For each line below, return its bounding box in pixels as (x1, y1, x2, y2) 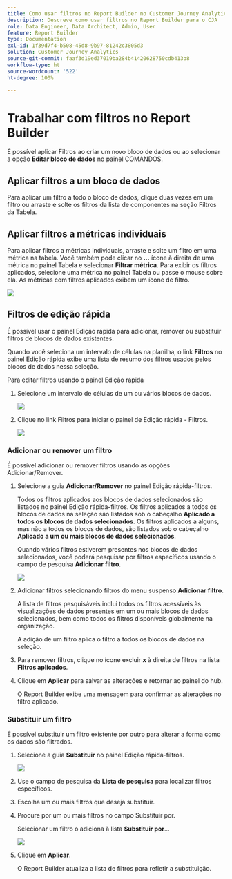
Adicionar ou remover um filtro (7, 445, 113, 455)
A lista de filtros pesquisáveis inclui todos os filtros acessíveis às (17, 600, 202, 608)
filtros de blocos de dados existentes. (7, 334, 114, 342)
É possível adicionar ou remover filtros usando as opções (7, 461, 171, 470)
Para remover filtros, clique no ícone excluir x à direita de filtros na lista (17, 656, 220, 664)
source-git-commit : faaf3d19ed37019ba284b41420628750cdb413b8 (7, 55, 190, 62)
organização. (17, 622, 55, 630)
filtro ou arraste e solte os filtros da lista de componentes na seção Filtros (7, 201, 217, 209)
